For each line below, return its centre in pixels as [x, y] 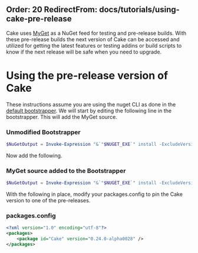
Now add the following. [34, 155]
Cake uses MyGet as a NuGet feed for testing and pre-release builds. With [96, 33]
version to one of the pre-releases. [48, 201]
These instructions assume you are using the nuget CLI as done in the [91, 104]
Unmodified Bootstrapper [43, 132]
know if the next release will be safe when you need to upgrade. [84, 52]
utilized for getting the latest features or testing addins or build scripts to [94, 45]
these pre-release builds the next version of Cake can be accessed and [93, 39]
